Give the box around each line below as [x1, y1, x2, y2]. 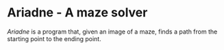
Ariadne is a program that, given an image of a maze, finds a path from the [7, 27, 218, 36]
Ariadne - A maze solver [7, 5, 148, 21]
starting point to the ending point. [7, 34, 101, 42]
